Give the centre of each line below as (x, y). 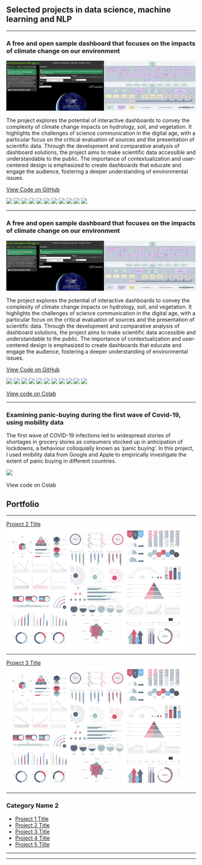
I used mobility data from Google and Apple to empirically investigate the (96, 455)
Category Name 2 (32, 805)
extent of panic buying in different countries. (61, 461)
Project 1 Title (32, 819)
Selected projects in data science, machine (89, 10)
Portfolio (23, 504)
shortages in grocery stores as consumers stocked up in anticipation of (95, 442)
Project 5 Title (32, 844)
